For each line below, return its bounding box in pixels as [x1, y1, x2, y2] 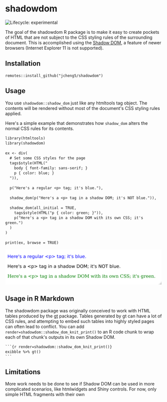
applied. [5, 110, 22, 116]
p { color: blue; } [14, 170, 55, 176]
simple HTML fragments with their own [5, 392, 85, 398]
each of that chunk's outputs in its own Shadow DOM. [5, 334, 116, 340]
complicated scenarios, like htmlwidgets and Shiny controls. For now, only [5, 386, 157, 392]
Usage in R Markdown [5, 295, 75, 303]
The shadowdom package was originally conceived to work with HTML [5, 307, 151, 313]
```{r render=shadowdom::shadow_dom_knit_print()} [5, 344, 112, 349]
